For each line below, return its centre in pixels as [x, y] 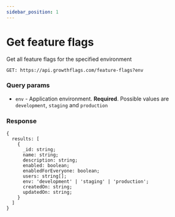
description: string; [50, 160]
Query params [28, 85]
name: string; [41, 155]
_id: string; [39, 150]
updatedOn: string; [47, 193]
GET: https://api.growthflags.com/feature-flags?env [75, 70]
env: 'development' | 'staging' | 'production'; [86, 182]
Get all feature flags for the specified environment [69, 59]
